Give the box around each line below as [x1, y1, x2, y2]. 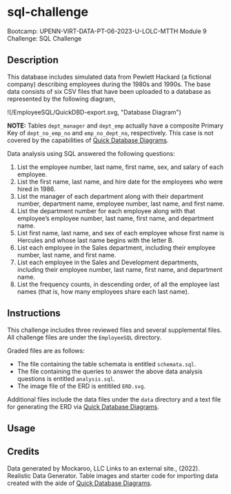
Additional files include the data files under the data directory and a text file [7, 395, 221, 404]
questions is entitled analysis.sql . [17, 374, 115, 383]
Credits [7, 446, 40, 457]
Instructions [7, 308, 61, 319]
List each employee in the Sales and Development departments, [17, 258, 199, 266]
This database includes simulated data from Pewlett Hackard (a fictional [7, 72, 212, 81]
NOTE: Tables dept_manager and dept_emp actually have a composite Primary [7, 121, 224, 130]
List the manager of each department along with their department [17, 192, 204, 200]
